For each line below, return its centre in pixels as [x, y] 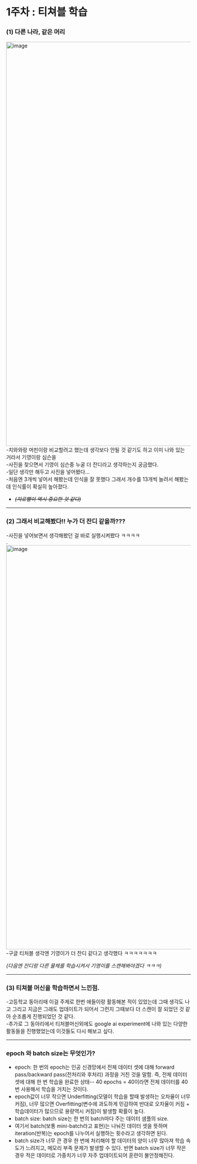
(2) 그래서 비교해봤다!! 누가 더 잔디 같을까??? [66, 521]
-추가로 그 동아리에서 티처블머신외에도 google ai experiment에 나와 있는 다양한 [97, 1024]
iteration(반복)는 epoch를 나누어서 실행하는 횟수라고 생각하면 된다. [91, 1133]
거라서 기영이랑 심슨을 [31, 457]
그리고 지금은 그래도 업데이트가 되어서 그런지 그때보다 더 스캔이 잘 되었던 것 [98, 1009]
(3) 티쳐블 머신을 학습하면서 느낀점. [53, 988]
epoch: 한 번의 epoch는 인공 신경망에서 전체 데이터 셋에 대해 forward [94, 1067]
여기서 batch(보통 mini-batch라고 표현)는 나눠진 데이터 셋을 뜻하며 [91, 1126]
